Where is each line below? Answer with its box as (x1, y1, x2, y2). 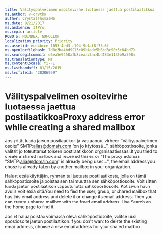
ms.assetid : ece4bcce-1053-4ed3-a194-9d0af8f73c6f (5, 43, 109, 48)
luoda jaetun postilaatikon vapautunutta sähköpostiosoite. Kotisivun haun (5, 183, 151, 189)
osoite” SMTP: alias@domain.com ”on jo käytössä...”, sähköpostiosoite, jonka (5, 143, 157, 149)
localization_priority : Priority (5, 39, 73, 44)
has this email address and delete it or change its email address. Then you (5, 193, 153, 199)
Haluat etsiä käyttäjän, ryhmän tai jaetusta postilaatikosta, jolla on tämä (5, 173, 147, 179)
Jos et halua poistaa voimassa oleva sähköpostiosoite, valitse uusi (5, 213, 137, 219)
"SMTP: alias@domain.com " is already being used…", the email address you (5, 158, 155, 164)
